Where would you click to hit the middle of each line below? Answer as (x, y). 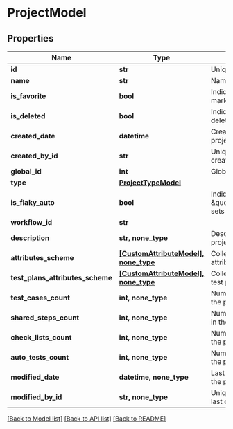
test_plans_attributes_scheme (62, 278)
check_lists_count (41, 337)
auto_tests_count (40, 357)
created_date (33, 136)
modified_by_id (36, 397)
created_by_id (34, 156)
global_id (26, 171)
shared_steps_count (45, 318)
